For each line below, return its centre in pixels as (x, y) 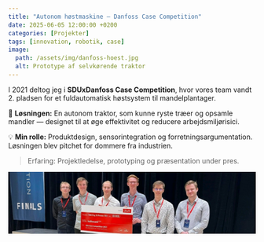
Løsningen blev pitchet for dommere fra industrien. (90, 145)
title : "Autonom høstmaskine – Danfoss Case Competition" (105, 16)
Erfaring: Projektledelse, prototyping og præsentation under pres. (133, 160)
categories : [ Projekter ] (49, 33)
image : (19, 50)
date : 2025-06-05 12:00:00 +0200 (63, 25)
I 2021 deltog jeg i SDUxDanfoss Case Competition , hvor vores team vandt (130, 90)
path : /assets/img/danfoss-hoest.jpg (77, 58)
